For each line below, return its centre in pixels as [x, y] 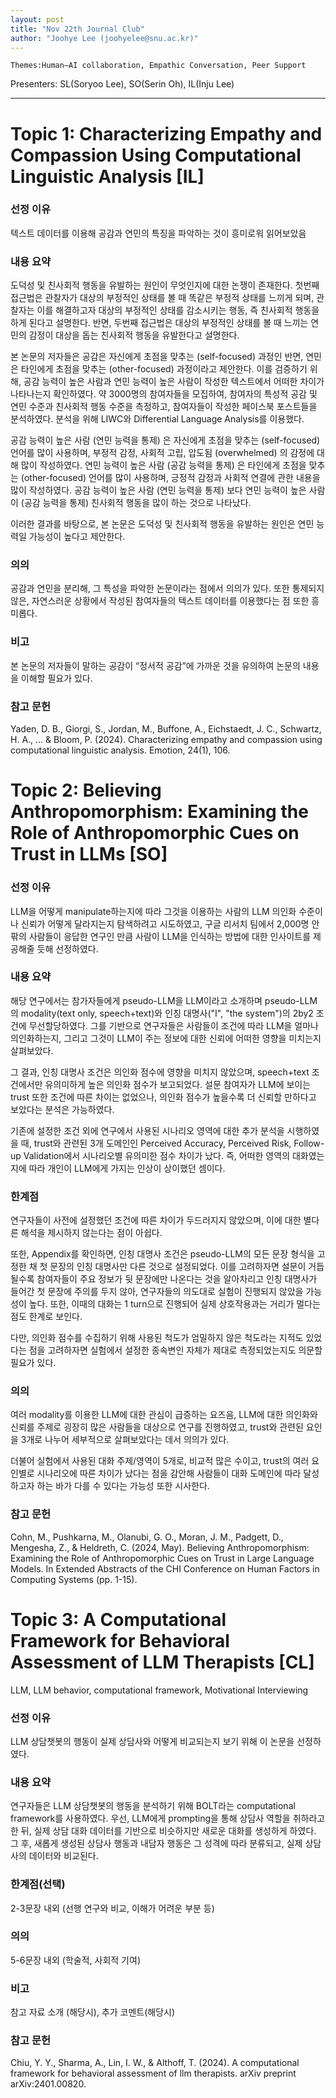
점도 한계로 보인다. [46, 1317]
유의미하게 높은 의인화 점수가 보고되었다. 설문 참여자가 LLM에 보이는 [178, 1084]
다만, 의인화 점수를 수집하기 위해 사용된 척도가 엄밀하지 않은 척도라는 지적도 [157, 1338]
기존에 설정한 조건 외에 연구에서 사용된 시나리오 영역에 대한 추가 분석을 [147, 1130]
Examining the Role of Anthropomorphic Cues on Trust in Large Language [162, 1558]
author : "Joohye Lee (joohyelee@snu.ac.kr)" [104, 38]
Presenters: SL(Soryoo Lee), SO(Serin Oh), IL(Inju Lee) [122, 84]
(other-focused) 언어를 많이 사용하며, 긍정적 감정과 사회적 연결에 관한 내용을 [170, 478]
